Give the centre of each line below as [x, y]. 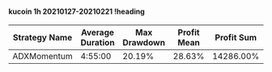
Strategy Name [42, 38]
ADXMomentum [42, 57]
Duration [98, 43]
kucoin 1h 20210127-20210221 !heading [77, 11]
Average [98, 32]
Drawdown [144, 43]
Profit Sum [236, 38]
